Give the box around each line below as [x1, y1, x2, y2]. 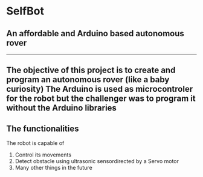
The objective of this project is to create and [6, 65, 176, 76]
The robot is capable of [6, 140, 65, 147]
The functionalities [6, 123, 79, 134]
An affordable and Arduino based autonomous [6, 28, 184, 39]
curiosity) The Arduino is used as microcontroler [6, 84, 193, 94]
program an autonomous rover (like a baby [6, 74, 170, 85]
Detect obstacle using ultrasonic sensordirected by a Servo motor [14, 158, 179, 165]
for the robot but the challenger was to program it [6, 94, 196, 104]
